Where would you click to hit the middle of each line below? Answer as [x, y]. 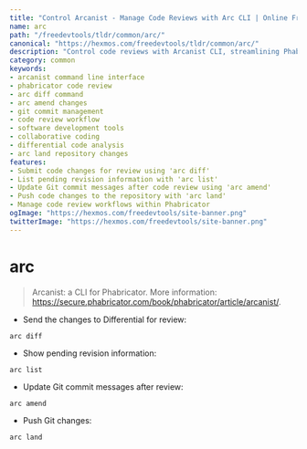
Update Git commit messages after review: [103, 386]
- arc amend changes [49, 103]
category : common [42, 60]
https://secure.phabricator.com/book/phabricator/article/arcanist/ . [156, 301]
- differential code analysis [67, 145]
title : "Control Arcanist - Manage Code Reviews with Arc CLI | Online [148, 18]
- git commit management [57, 111]
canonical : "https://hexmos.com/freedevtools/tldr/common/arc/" [134, 43]
